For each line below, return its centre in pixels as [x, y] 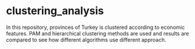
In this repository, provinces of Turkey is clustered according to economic [95, 27]
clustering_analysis [55, 11]
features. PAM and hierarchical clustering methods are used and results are [98, 33]
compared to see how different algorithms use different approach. [86, 40]
